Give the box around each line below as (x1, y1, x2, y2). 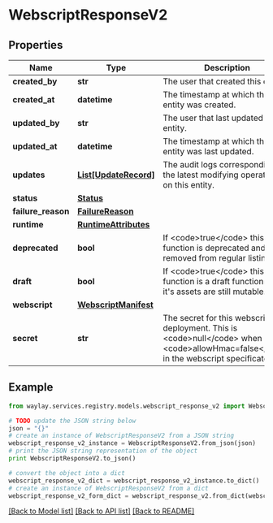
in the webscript (162, 353, 225, 364)
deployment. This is (162, 322, 238, 334)
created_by (12, 76, 58, 87)
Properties (8, 38, 63, 52)
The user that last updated (162, 112, 264, 123)
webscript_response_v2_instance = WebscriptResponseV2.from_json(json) (8, 439, 256, 447)
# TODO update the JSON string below (8, 417, 136, 425)
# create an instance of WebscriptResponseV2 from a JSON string (8, 432, 234, 440)
